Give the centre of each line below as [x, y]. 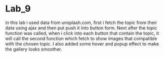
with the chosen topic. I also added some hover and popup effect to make [82, 43]
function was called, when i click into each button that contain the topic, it [82, 33]
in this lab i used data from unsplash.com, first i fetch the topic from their [81, 22]
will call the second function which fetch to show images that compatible [81, 38]
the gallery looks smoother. [34, 49]
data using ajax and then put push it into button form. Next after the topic [81, 27]
